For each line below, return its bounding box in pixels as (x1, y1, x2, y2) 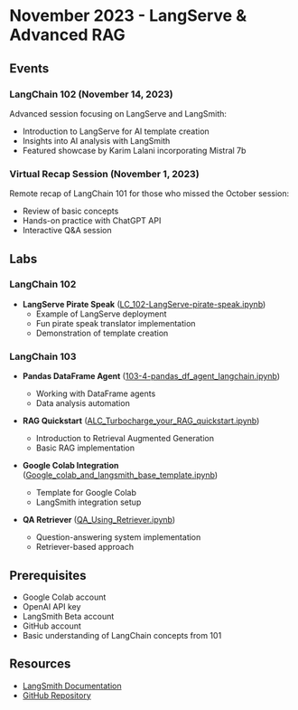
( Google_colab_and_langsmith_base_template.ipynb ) (22, 469, 219, 480)
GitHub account (22, 620, 81, 631)
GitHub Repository (22, 689, 92, 701)
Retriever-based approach (35, 542, 135, 553)
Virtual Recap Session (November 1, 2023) (9, 167, 200, 180)
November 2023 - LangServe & (9, 5, 247, 26)
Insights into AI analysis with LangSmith (22, 135, 171, 146)
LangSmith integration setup (35, 497, 142, 507)
